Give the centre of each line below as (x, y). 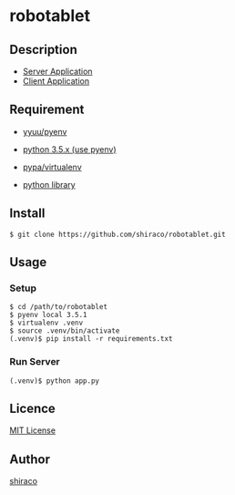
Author (30, 459)
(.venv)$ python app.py (55, 381)
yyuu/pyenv (45, 131)
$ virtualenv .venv (46, 323)
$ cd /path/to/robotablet (58, 307)
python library (49, 184)
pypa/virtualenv (52, 167)
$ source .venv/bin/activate (65, 331)
